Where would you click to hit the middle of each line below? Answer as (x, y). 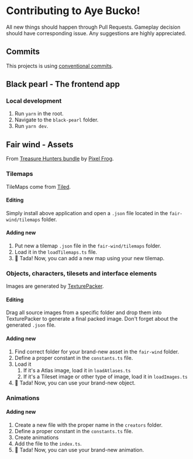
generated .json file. (31, 325)
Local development (34, 101)
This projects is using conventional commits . (60, 66)
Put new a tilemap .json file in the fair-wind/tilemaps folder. (88, 246)
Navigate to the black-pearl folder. (56, 120)
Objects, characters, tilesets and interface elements (81, 273)
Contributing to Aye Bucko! (73, 11)
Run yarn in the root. (39, 114)
